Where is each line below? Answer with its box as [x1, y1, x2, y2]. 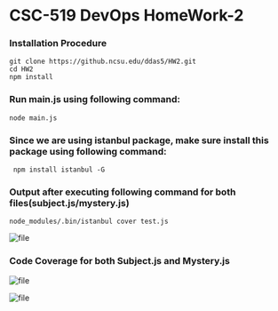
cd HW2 [9, 65, 34, 74]
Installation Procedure [9, 37, 107, 50]
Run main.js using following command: [9, 93, 180, 106]
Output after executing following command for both [9, 186, 236, 198]
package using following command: [9, 145, 167, 157]
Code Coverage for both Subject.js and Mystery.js [9, 255, 231, 267]
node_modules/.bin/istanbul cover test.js [9, 217, 169, 227]
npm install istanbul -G [12, 165, 105, 174]
